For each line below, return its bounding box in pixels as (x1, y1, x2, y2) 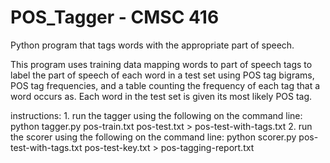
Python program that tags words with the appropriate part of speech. (10, 39, 295, 51)
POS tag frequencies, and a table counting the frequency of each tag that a (10, 79, 321, 91)
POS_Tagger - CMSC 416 (10, 6, 220, 29)
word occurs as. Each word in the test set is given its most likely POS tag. (10, 90, 313, 102)
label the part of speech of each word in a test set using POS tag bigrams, (10, 69, 315, 81)
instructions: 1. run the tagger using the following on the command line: (10, 109, 303, 121)
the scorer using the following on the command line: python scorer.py (10, 131, 297, 143)
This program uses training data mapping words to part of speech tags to (10, 58, 313, 70)
